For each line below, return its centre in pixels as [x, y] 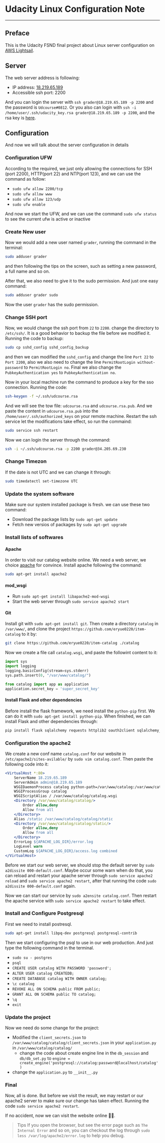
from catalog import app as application [47, 684]
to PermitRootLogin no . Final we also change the [73, 367]
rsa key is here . [20, 118]
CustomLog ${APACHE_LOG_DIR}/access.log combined [66, 851]
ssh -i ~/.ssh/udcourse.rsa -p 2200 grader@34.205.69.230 [66, 449]
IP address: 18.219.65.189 [38, 87]
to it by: [29, 634]
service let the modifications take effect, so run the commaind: [69, 421]
